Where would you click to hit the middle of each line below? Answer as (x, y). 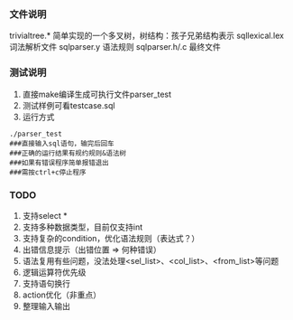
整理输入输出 (46, 306)
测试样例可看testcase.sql (69, 105)
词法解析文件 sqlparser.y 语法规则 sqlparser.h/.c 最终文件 (115, 47)
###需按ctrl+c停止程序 (48, 172)
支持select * (45, 215)
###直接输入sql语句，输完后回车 (62, 143)
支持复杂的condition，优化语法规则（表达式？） (111, 238)
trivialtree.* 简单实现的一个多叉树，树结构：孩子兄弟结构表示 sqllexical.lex (146, 36)
